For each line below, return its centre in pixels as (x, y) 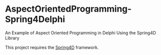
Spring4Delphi (35, 19)
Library (12, 38)
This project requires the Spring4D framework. (52, 47)
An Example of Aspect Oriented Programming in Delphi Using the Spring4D (80, 33)
